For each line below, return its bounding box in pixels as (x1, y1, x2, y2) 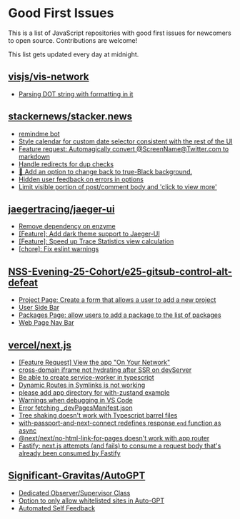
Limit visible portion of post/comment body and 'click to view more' (18, 182, 217, 191)
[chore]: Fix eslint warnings (18, 245, 99, 253)
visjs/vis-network (8, 71, 89, 83)
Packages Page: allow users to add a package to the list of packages (18, 311, 221, 319)
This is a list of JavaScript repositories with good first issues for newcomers (8, 29, 231, 37)
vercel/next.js (8, 339, 72, 351)
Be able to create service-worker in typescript (18, 373, 154, 381)
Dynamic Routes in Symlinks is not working (18, 381, 146, 389)
